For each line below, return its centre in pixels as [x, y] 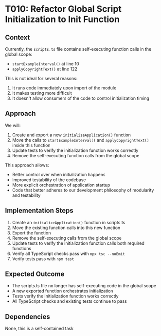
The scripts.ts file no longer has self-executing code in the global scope [84, 286]
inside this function [31, 145]
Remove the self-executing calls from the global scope [67, 238]
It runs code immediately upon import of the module [64, 88]
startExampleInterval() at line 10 [45, 64]
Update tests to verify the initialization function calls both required [78, 243]
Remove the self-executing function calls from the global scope [76, 155]
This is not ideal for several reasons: [41, 78]
